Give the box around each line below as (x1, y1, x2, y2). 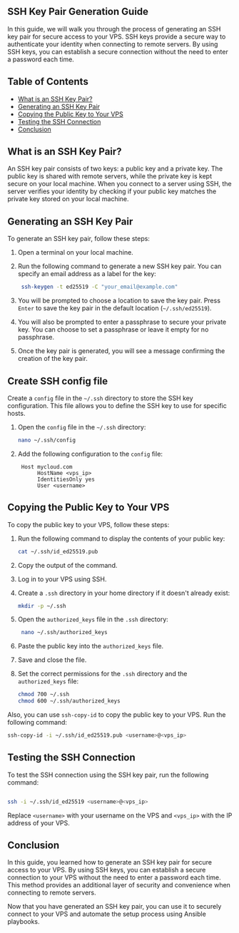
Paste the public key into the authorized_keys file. (17, 642, 164, 651)
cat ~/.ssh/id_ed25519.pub (17, 548, 98, 555)
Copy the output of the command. (17, 561, 118, 569)
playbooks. (7, 917, 41, 926)
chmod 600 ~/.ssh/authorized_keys (17, 698, 121, 705)
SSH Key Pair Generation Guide (7, 6, 148, 18)
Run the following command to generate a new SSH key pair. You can (17, 262, 222, 270)
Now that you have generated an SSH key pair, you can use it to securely (7, 902, 222, 911)
